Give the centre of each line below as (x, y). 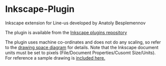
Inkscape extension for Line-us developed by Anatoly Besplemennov (75, 23)
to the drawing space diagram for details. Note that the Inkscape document (82, 47)
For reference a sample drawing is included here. (55, 58)
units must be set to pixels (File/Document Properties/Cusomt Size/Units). (81, 53)
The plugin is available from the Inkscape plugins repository (66, 32)
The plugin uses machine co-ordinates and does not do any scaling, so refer (83, 42)
